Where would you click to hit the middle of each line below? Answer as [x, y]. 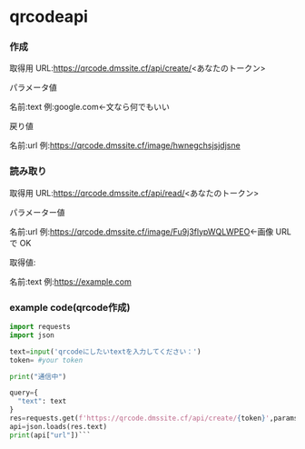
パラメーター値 [37, 212]
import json [32, 335]
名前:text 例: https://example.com [70, 281]
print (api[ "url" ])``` [50, 435]
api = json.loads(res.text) [58, 426]
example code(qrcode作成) [70, 307]
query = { [24, 393]
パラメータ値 [33, 87]
